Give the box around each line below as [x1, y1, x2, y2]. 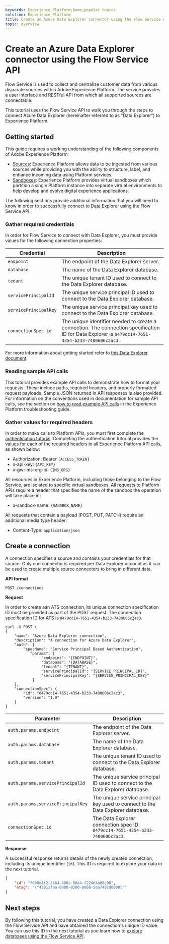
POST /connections [5, 585, 44, 591]
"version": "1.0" [23, 695, 59, 700]
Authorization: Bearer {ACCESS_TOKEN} [12, 456, 90, 462]
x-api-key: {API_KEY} [12, 461, 56, 467]
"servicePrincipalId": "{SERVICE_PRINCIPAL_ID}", [41, 669, 147, 674]
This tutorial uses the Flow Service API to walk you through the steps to [5, 107, 153, 113]
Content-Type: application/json [12, 527, 80, 533]
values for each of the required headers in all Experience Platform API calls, [5, 441, 162, 447]
